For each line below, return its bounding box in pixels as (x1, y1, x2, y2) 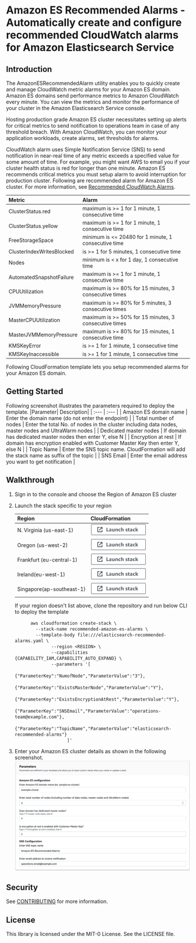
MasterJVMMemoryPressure (8, 331, 78, 338)
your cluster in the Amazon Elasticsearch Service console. (6, 105, 146, 111)
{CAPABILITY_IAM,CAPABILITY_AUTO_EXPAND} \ (14, 655, 123, 661)
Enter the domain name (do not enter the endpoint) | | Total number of (6, 414, 174, 422)
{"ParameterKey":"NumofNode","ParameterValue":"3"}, (14, 673, 146, 679)
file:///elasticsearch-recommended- (77, 632, 167, 638)
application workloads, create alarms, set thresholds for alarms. (6, 135, 159, 141)
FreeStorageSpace (8, 237, 54, 244)
